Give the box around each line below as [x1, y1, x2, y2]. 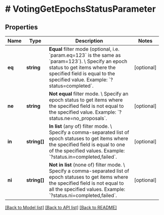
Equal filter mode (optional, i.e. [48, 46, 120, 52]
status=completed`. [48, 82, 94, 89]
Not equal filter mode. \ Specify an [48, 91, 128, 97]
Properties [5, 23, 38, 31]
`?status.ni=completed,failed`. [48, 192, 117, 199]
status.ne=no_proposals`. [48, 115, 107, 121]
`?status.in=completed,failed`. [48, 153, 117, 160]
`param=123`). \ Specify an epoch [48, 58, 128, 65]
